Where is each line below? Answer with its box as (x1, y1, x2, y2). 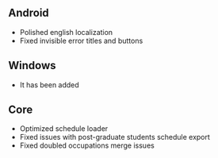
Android (8, 6, 49, 20)
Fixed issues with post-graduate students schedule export (19, 133, 210, 142)
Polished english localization (19, 27, 113, 37)
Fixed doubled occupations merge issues (19, 141, 155, 150)
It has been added (19, 79, 79, 90)
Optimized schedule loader (19, 124, 109, 133)
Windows (8, 59, 56, 72)
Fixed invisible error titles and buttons (19, 36, 143, 45)
